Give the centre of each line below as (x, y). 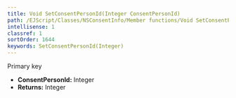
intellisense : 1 (31, 27)
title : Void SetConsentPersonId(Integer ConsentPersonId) (94, 14)
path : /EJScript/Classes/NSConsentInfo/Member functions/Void (100, 20)
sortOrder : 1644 (31, 40)
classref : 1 (25, 33)
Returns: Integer (41, 87)
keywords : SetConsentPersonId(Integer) (66, 46)
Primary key (25, 66)
